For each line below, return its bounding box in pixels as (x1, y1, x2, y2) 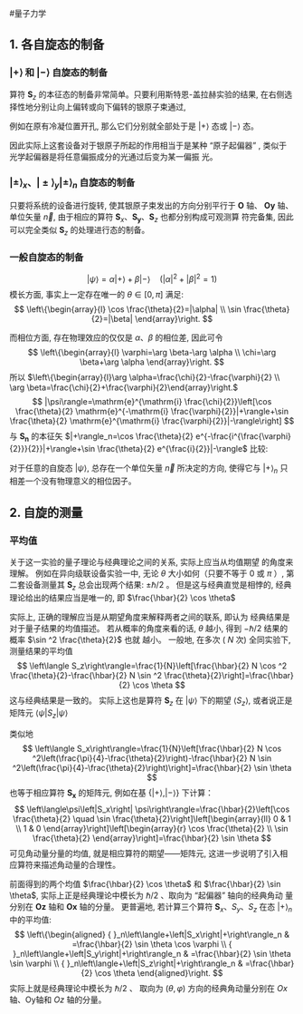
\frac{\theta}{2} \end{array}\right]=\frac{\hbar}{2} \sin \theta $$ (33, 833, 271, 843)
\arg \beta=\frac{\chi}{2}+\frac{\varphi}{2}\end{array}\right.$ (9, 382, 239, 393)
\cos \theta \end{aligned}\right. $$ (94, 967, 223, 978)
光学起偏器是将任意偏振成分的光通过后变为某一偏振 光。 (9, 151, 218, 162)
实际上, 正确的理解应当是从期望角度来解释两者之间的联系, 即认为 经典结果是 (9, 611, 290, 622)
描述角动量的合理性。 (40, 860, 120, 871)
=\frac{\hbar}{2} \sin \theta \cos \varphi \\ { (71, 938, 232, 950)
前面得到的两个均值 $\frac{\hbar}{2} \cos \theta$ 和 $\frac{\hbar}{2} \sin (9, 879, 281, 890)
